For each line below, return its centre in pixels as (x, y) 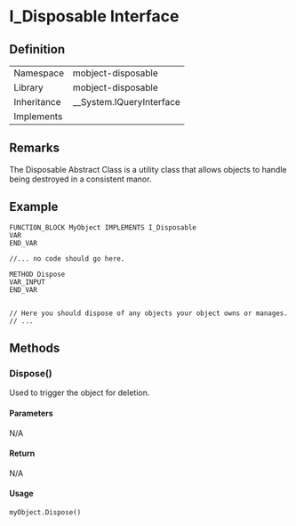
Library (28, 88)
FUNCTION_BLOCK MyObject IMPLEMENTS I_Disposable (103, 227)
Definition (37, 49)
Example (34, 207)
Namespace (39, 73)
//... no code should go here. (67, 259)
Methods (35, 348)
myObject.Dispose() (45, 512)
